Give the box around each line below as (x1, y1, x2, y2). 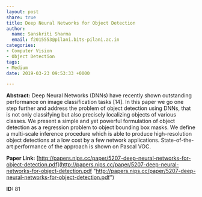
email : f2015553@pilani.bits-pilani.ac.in (11, 37, 120, 43)
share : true (6, 14, 36, 20)
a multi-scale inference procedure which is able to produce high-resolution (6, 130, 192, 138)
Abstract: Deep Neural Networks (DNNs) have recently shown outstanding (6, 92, 192, 99)
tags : (6, 59, 20, 65)
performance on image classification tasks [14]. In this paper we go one (6, 98, 184, 106)
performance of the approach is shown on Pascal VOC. (14, 143, 151, 150)
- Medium (6, 64, 28, 71)
